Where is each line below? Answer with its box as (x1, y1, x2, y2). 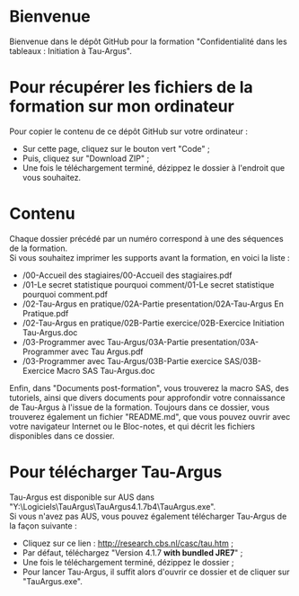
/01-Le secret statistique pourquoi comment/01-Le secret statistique (22, 279, 275, 289)
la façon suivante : (9, 520, 78, 531)
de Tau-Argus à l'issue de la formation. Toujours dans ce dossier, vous (9, 402, 270, 413)
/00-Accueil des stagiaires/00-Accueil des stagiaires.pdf (22, 270, 233, 280)
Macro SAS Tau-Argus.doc (57, 365, 155, 376)
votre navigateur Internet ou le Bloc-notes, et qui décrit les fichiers (9, 421, 256, 431)
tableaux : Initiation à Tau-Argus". (9, 45, 133, 56)
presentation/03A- (190, 336, 259, 347)
